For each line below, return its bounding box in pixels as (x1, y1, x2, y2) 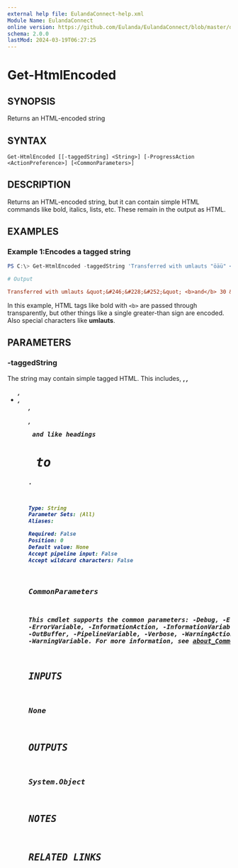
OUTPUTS (28, 741, 69, 753)
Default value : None (28, 543, 89, 551)
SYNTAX (7, 135, 47, 147)
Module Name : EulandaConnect (7, 17, 93, 24)
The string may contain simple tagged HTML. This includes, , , (7, 374, 189, 382)
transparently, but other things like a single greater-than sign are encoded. (7, 309, 225, 317)
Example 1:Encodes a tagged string (7, 247, 131, 257)
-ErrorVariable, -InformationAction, (28, 623, 159, 631)
